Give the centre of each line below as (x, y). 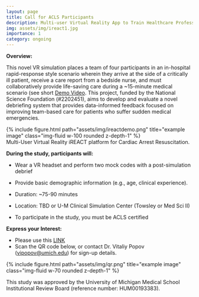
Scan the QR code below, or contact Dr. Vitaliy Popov (80, 246)
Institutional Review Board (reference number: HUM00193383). (83, 288)
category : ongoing (29, 39)
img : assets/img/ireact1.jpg (42, 28)
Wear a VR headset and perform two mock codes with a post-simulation (103, 165)
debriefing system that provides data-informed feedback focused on (90, 105)
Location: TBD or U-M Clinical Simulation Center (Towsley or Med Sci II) (102, 206)
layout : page (22, 12)
